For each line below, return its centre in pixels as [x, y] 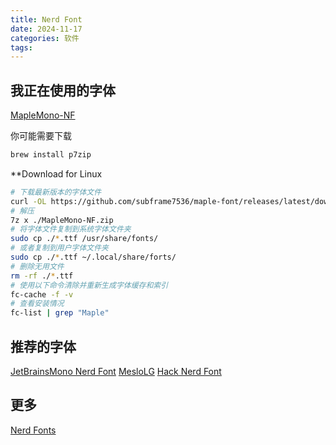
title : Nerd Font [46, 19]
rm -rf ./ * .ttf [42, 276]
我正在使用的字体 [63, 90]
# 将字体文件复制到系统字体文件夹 [71, 229]
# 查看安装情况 [37, 304]
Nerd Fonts [33, 430]
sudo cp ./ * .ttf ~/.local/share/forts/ [93, 257]
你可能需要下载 [41, 136]
